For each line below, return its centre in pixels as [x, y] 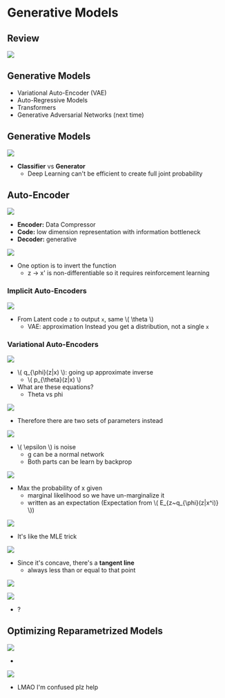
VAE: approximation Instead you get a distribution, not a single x [118, 326]
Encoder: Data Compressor [56, 225]
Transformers [37, 107]
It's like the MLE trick [47, 536]
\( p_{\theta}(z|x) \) [54, 380]
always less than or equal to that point [81, 570]
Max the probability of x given [59, 488]
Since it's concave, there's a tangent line [76, 563]
